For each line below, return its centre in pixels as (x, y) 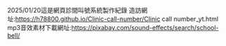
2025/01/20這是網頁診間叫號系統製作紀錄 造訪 (75, 10)
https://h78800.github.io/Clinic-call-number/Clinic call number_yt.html (117, 19)
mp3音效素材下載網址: (39, 28)
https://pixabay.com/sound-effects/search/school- (145, 28)
